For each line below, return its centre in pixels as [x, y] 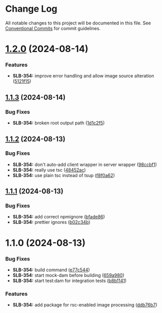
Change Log [31, 9]
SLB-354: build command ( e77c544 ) [51, 270]
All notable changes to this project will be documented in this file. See [78, 23]
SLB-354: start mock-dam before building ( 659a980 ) [68, 275]
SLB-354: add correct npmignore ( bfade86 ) [59, 217]
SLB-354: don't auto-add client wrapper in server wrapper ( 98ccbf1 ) [85, 164]
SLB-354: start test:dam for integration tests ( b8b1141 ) [70, 280]
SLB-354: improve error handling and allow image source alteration [83, 76]
